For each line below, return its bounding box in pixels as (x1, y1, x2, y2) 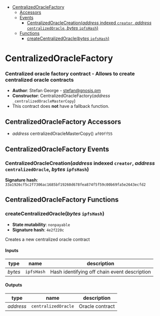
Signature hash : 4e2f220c (12, 226, 64, 233)
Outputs (5, 282, 23, 288)
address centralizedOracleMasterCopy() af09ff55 (12, 130, 113, 137)
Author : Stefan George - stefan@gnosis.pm (12, 88, 101, 94)
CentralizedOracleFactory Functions (5, 195, 119, 204)
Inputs (5, 248, 19, 253)
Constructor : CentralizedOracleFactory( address (12, 93, 110, 99)
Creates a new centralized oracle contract (5, 236, 90, 242)
